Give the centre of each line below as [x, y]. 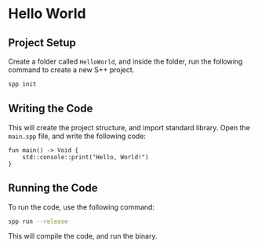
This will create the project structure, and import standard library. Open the [129, 127]
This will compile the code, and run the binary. [83, 236]
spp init [22, 84]
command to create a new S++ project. [71, 70]
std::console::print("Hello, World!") [85, 157]
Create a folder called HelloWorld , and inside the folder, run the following [125, 61]
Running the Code [53, 188]
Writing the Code [51, 109]
